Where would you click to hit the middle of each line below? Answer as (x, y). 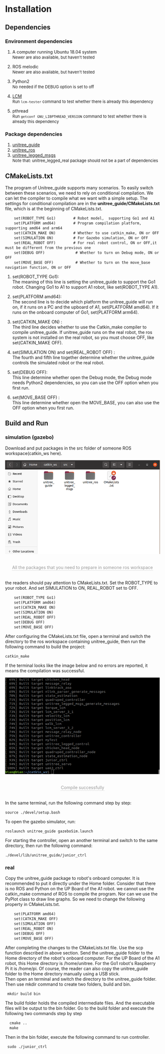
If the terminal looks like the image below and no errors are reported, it (77, 665)
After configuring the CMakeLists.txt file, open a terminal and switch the (78, 636)
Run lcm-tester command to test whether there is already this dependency (83, 101)
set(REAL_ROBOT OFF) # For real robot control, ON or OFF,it (85, 243)
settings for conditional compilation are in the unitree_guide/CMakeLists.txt (82, 203)
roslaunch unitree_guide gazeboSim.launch (49, 831)
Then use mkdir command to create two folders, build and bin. (68, 984)
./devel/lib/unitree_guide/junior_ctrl (46, 855)
